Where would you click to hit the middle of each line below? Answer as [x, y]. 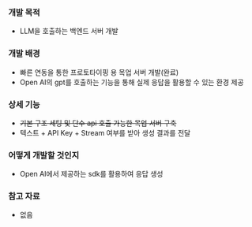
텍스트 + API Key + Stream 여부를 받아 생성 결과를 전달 [105, 132]
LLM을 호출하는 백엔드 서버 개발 [69, 31]
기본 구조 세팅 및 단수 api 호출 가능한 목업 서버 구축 [98, 123]
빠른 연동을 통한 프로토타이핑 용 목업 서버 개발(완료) [99, 72]
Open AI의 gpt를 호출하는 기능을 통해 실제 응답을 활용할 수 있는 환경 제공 [132, 82]
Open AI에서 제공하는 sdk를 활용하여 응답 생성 [91, 174]
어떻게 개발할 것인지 [44, 155]
